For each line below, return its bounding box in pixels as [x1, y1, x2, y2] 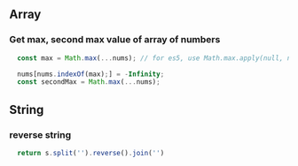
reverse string [9, 128, 72, 140]
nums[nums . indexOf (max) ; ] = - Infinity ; [17, 70, 165, 79]
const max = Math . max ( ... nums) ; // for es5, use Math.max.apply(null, [17, 53, 284, 63]
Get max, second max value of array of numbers [9, 34, 221, 46]
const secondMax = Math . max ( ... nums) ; [17, 78, 161, 87]
